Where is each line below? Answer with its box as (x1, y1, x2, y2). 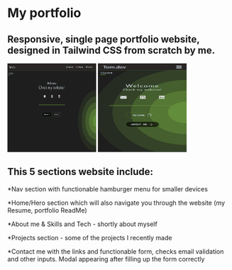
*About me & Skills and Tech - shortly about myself (7, 220, 158, 228)
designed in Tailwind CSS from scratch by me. (7, 44, 215, 56)
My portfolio (7, 5, 82, 21)
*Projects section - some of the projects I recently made (7, 233, 172, 242)
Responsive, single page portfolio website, (7, 33, 200, 45)
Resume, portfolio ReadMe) (7, 206, 87, 214)
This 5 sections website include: (7, 166, 154, 178)
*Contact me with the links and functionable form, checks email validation (7, 247, 224, 256)
